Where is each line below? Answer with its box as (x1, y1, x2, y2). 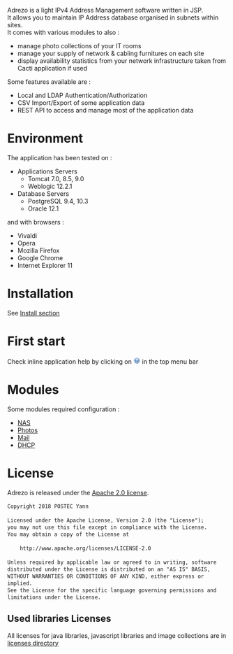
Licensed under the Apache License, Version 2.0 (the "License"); (7, 517, 204, 524)
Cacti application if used (17, 64, 88, 72)
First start (7, 334, 66, 349)
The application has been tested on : (7, 153, 113, 162)
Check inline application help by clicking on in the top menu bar (7, 357, 199, 366)
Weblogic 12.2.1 (27, 182, 73, 190)
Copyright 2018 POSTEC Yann (7, 503, 89, 510)
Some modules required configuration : (7, 405, 120, 413)
